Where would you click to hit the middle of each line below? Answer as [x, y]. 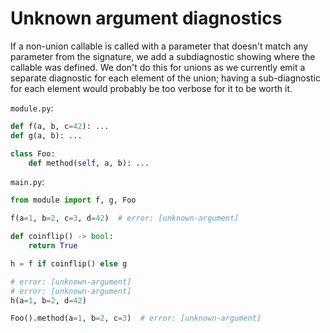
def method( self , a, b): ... [89, 163]
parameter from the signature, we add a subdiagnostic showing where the [163, 56]
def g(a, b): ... [46, 135]
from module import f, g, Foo [73, 200]
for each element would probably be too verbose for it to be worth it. [151, 88]
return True [53, 246]
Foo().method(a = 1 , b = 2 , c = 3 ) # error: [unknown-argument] [136, 318]
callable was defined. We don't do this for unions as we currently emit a [158, 67]
